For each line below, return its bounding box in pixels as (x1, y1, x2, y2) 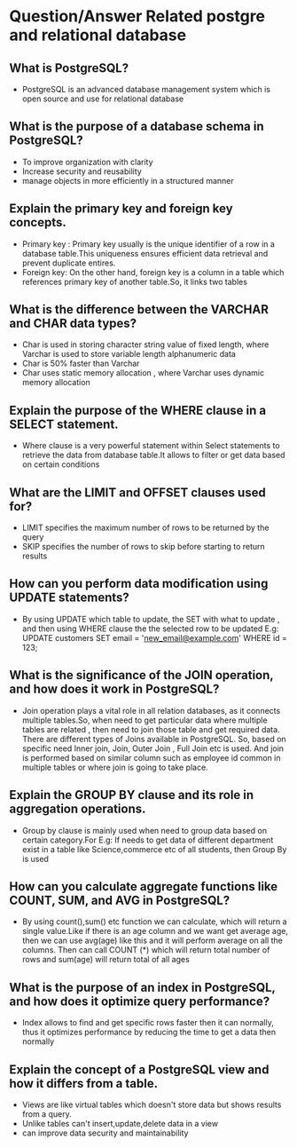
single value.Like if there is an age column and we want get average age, (21, 926, 288, 937)
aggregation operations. (9, 802, 146, 817)
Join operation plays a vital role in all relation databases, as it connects (21, 705, 281, 716)
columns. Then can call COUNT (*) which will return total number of (21, 945, 270, 955)
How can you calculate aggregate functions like (9, 879, 278, 894)
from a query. (21, 1108, 73, 1119)
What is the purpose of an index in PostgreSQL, (9, 979, 276, 995)
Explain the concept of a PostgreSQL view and (9, 1062, 270, 1077)
